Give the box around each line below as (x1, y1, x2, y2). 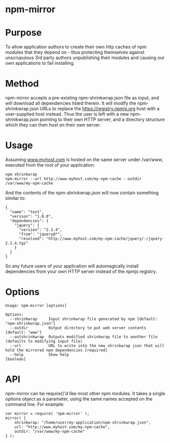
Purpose (5, 27, 42, 39)
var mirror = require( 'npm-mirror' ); (5, 411, 90, 416)
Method (5, 78, 39, 90)
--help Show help (10, 352, 70, 357)
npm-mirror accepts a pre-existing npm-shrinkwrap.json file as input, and (5, 95, 159, 101)
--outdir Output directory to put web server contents (10, 325, 146, 330)
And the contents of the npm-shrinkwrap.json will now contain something (5, 190, 159, 196)
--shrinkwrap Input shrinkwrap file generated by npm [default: (10, 316, 158, 322)
